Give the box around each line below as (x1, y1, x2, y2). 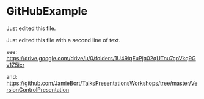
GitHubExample (6, 4, 87, 18)
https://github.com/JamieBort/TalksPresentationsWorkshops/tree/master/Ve (6, 79, 198, 87)
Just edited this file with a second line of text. (6, 36, 121, 43)
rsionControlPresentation (6, 86, 70, 93)
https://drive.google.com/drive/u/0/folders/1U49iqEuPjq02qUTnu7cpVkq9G (6, 54, 197, 62)
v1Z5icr (6, 61, 25, 68)
